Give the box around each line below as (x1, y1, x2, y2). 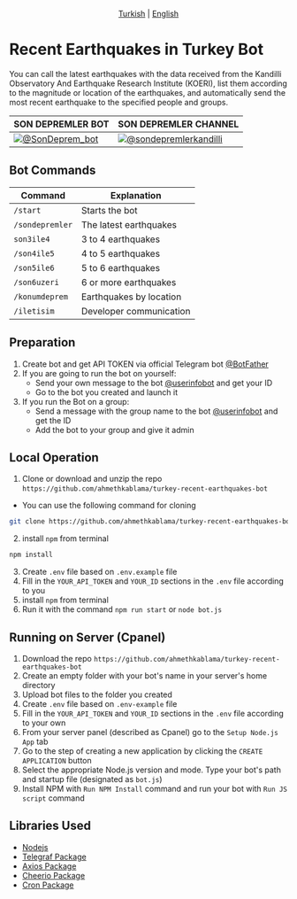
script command (21, 793, 86, 803)
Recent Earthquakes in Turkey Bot (9, 40, 263, 59)
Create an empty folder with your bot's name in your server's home (21, 670, 268, 681)
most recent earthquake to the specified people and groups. (9, 97, 229, 107)
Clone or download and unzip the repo (21, 474, 163, 484)
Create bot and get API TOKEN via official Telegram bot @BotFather (21, 359, 270, 369)
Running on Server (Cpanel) (9, 630, 166, 645)
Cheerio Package (21, 870, 86, 880)
